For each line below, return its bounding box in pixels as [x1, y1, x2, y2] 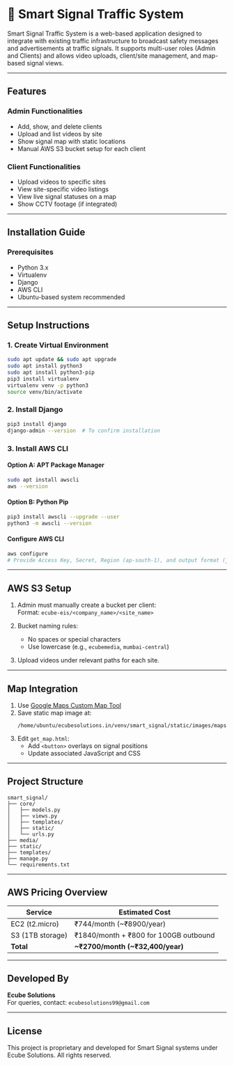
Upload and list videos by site [17, 129, 102, 138]
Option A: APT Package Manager [7, 461, 104, 469]
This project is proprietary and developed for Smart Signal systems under [7, 1044, 218, 1052]
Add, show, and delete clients [17, 122, 102, 131]
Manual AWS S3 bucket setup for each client [17, 144, 146, 152]
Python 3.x [17, 263, 49, 271]
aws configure [7, 550, 49, 557]
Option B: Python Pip [7, 498, 69, 507]
